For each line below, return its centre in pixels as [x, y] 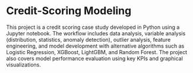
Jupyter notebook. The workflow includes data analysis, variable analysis [96, 33]
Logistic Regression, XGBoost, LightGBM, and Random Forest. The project [97, 52]
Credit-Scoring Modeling [69, 11]
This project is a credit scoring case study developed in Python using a [93, 27]
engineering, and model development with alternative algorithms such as [95, 46]
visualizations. [24, 64]
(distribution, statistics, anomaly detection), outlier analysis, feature [88, 39]
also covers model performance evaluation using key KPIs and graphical [94, 58]
